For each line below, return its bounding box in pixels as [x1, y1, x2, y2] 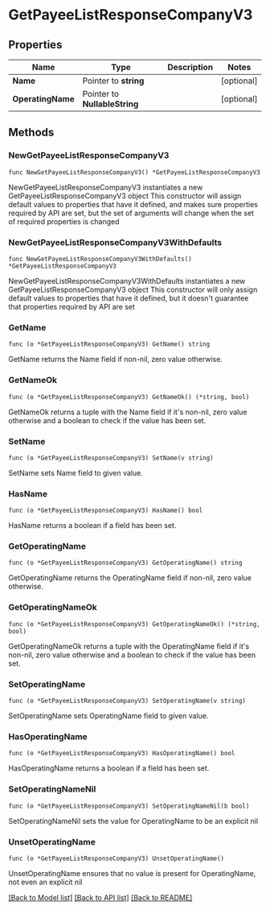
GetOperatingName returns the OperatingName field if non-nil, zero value [8, 573, 252, 583]
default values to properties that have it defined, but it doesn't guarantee [8, 293, 249, 303]
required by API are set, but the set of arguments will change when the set [8, 208, 255, 218]
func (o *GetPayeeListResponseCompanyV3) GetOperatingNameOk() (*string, [8, 620, 261, 628]
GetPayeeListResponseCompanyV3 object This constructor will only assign [8, 285, 258, 294]
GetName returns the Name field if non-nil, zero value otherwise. [8, 355, 223, 364]
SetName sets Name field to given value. [8, 467, 143, 477]
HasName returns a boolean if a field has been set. [8, 521, 177, 530]
